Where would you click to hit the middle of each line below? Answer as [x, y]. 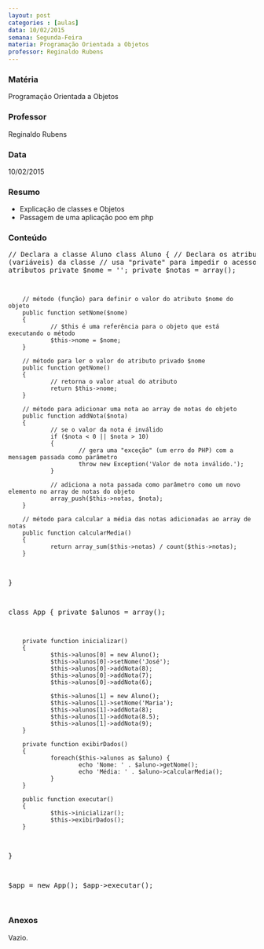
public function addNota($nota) [75, 416]
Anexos [23, 921]
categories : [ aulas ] [44, 23]
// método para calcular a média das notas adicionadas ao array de [137, 520]
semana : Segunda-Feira [45, 37]
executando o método [42, 334]
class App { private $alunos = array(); [87, 612]
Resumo [24, 192]
